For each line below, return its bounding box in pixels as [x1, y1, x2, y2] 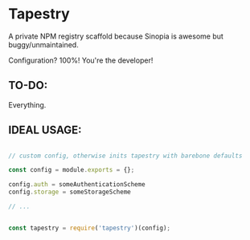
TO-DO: [8, 79, 48, 92]
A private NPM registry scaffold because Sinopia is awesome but [8, 31, 223, 41]
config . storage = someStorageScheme [8, 188, 131, 197]
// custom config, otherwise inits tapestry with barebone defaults [8, 152, 243, 160]
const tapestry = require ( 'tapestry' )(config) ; [8, 224, 171, 232]
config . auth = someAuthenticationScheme [8, 181, 146, 189]
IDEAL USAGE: [8, 124, 82, 137]
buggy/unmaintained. [8, 39, 79, 49]
